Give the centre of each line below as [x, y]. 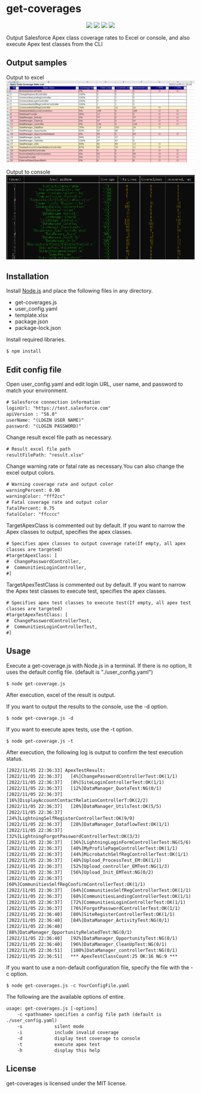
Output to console [28, 172]
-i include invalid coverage [68, 1032]
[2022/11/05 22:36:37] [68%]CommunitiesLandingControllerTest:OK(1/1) [99, 896]
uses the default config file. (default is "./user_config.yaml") [80, 672]
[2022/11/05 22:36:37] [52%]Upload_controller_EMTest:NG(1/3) [88, 866]
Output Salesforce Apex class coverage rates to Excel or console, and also [98, 37]
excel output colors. [31, 473]
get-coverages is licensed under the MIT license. [67, 1083]
